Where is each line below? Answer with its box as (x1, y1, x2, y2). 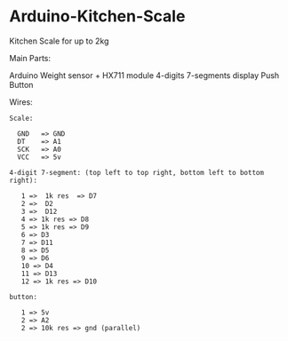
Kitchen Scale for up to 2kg (9, 36, 109, 46)
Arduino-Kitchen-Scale (9, 6, 186, 27)
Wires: (9, 96, 33, 107)
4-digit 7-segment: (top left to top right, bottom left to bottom (9, 168, 265, 177)
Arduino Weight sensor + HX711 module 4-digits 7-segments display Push (9, 69, 280, 81)
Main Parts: (9, 52, 52, 63)
